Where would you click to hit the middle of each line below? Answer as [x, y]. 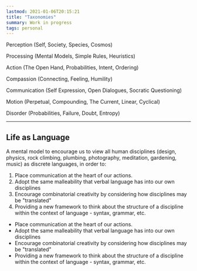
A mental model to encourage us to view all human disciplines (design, [91, 151]
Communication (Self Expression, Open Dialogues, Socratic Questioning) [94, 90]
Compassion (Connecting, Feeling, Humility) [60, 79]
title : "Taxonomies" [31, 17]
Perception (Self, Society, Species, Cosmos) [60, 45]
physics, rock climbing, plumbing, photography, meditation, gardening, [91, 158]
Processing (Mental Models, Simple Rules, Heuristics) [71, 56]
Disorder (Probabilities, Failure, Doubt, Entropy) [63, 113]
